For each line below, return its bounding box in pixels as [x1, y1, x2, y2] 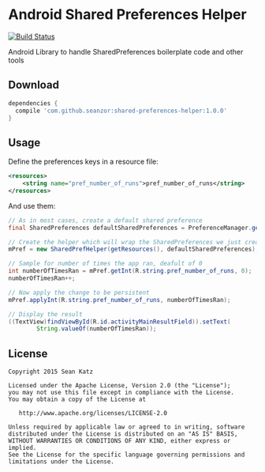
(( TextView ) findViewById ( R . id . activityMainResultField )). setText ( [8, 318, 231, 326]
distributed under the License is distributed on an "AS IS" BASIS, [8, 430, 238, 438]
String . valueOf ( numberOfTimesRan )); [36, 325, 157, 333]
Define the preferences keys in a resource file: [8, 157, 159, 167]
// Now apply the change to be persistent [8, 289, 150, 296]
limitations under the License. [8, 458, 114, 466]
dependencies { [8, 99, 58, 108]
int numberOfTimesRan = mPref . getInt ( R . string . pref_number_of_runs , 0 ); [8, 267, 252, 275]
